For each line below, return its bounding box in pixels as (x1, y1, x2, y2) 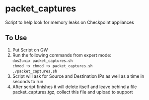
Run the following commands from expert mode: (12, 52, 112, 58)
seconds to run (12, 78, 44, 84)
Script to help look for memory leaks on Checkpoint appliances (5, 19, 134, 25)
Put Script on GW (12, 47, 48, 52)
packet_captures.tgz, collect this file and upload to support (12, 89, 133, 95)
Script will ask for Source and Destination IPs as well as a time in (12, 73, 145, 79)
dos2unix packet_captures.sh (12, 58, 73, 63)
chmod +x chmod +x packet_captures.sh (12, 63, 93, 68)
